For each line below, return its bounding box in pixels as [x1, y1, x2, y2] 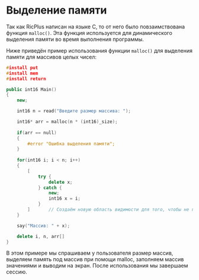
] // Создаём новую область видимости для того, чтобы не [27, 207, 190, 213]
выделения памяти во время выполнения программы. [6, 35, 144, 43]
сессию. [6, 268, 28, 275]
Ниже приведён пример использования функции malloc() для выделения [6, 47, 192, 54]
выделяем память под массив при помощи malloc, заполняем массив [6, 256, 184, 263]
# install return [6, 76, 46, 82]
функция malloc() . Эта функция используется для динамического [6, 29, 173, 36]
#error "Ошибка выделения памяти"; [27, 141, 115, 146]
